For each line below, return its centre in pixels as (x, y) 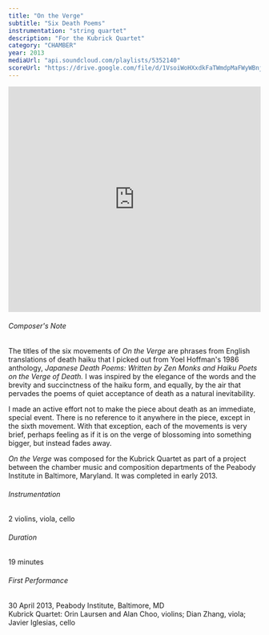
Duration (23, 537)
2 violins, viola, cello (42, 519)
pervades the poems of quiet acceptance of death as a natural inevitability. (132, 393)
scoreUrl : (25, 68)
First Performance (38, 580)
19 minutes (26, 562)
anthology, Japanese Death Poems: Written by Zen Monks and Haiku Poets (133, 368)
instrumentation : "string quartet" (68, 30)
